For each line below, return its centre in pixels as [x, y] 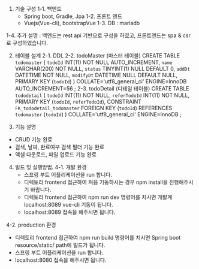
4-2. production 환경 [31, 225]
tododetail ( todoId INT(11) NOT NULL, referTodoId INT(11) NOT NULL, [102, 95]
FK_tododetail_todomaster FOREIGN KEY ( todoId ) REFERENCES [94, 108]
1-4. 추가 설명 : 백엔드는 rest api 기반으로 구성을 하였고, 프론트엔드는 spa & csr [98, 35]
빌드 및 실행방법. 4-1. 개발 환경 [51, 167]
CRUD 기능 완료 [34, 139]
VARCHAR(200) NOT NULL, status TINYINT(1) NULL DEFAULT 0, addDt [102, 69]
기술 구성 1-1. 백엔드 [38, 9]
